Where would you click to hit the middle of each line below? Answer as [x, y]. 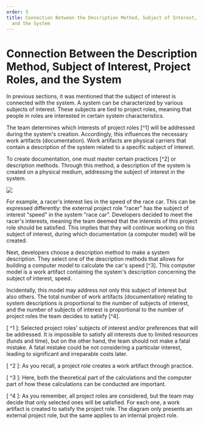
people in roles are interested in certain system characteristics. [85, 116]
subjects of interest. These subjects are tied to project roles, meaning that [99, 109]
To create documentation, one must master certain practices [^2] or [91, 159]
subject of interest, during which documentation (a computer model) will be [101, 234]
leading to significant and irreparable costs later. [67, 354]
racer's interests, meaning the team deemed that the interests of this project [102, 221]
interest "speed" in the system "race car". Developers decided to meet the [100, 215]
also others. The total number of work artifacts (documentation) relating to [100, 297]
